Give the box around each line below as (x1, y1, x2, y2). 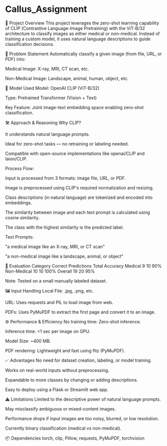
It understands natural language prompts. (5, 131, 90, 137)
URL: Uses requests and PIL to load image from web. (5, 299, 113, 305)
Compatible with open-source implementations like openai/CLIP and (5, 150, 145, 156)
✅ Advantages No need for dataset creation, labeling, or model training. (5, 357, 152, 363)
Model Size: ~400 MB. (5, 338, 51, 344)
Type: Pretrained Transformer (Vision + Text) (5, 95, 97, 101)
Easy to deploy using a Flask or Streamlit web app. (5, 386, 108, 392)
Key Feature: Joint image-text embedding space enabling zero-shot (5, 104, 144, 110)
